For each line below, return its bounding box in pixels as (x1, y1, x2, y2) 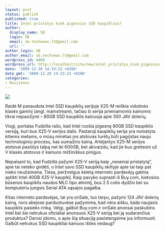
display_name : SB (9, 30, 45, 35)
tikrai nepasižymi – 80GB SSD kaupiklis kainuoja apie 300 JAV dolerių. (5, 114, 147, 119)
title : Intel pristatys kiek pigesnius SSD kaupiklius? (5, 21, 122, 26)
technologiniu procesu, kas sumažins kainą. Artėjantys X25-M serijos (5, 139, 145, 144)
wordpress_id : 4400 (5, 58, 45, 62)
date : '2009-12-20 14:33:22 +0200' (5, 67, 78, 72)
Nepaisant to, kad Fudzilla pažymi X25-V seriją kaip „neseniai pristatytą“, (5, 158, 152, 165)
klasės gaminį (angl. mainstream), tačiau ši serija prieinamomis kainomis (5, 108, 151, 114)
